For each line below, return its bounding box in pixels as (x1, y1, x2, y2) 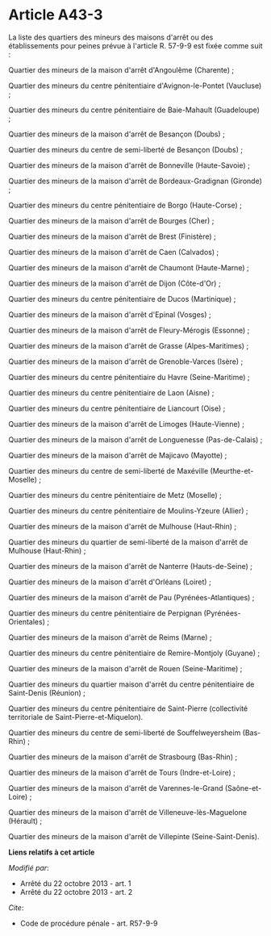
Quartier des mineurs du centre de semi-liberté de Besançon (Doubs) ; (8, 144, 244, 154)
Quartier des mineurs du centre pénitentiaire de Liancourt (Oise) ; (8, 403, 226, 413)
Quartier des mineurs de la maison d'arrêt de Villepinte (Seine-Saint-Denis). (8, 831, 260, 841)
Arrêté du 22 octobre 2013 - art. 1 (19, 878, 131, 888)
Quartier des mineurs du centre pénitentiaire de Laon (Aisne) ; (8, 387, 215, 397)
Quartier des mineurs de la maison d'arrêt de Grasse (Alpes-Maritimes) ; (8, 341, 249, 350)
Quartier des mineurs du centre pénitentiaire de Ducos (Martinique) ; (8, 294, 236, 303)
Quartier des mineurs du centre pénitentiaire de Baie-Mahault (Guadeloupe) (8, 105, 261, 115)
